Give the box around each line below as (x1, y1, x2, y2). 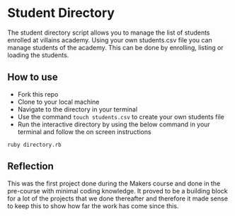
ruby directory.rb (7, 141, 62, 148)
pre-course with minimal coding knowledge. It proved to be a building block (7, 186, 228, 195)
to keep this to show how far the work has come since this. (7, 201, 179, 210)
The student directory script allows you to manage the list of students (7, 28, 210, 37)
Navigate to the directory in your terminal (17, 104, 138, 114)
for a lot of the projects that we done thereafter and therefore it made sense (7, 194, 229, 203)
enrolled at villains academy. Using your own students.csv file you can (7, 35, 212, 44)
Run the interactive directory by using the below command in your (17, 120, 210, 128)
